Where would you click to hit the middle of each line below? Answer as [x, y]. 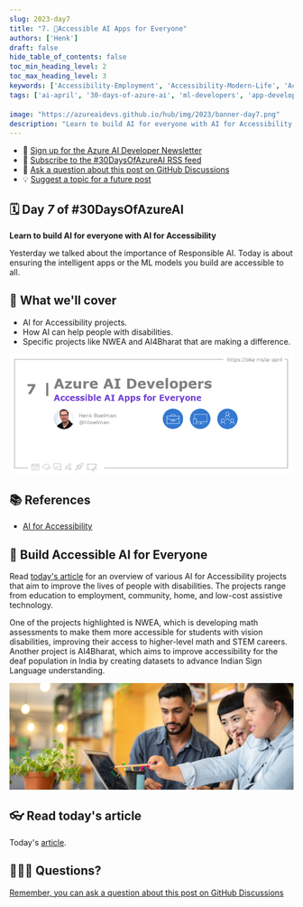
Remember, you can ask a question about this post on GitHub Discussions [147, 893]
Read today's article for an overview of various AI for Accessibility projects [148, 576]
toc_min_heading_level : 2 [58, 67]
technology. [32, 605]
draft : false [34, 48]
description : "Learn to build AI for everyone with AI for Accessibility [151, 124]
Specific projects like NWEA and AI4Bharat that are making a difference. [156, 341]
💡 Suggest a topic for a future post [87, 180]
